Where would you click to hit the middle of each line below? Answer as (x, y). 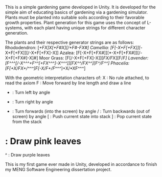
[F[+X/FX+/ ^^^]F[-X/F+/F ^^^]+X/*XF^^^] (45, 68)
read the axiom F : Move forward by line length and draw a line (68, 83)
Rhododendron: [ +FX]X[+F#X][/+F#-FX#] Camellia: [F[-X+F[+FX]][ (73, 48)
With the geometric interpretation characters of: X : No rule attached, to (77, 78)
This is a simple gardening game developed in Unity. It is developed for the (80, 7)
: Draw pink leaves (43, 141)
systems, (14, 28)
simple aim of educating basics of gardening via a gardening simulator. (77, 12)
